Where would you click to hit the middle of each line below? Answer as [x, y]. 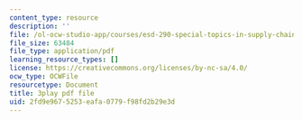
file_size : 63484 [42, 43]
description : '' [40, 26]
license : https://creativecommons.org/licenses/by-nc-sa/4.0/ [129, 69]
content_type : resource [54, 18]
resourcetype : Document [54, 85]
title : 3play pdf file [52, 93]
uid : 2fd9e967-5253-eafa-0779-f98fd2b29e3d [92, 102]
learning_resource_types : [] [64, 60]
